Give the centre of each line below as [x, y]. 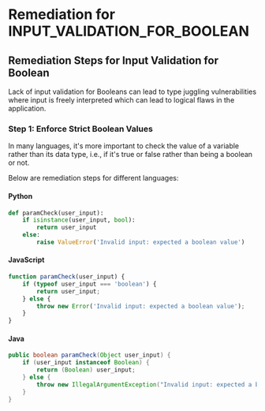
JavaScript [26, 260]
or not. [19, 163]
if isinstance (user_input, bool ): [79, 220]
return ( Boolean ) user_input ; [86, 370]
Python [21, 196]
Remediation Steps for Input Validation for [114, 60]
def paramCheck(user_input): [56, 213]
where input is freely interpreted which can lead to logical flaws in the [121, 100]
